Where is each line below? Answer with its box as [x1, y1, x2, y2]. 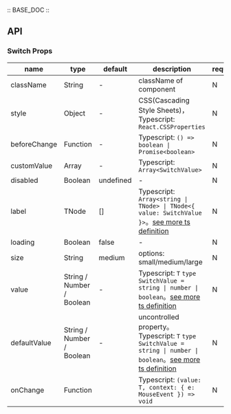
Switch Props [7, 46, 53, 56]
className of [138, 76, 184, 85]
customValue [10, 161, 53, 171]
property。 [138, 322, 174, 331]
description [152, 64, 191, 74]
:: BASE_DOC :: [7, 6, 50, 14]
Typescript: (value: [138, 375, 201, 384]
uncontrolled [138, 312, 180, 322]
